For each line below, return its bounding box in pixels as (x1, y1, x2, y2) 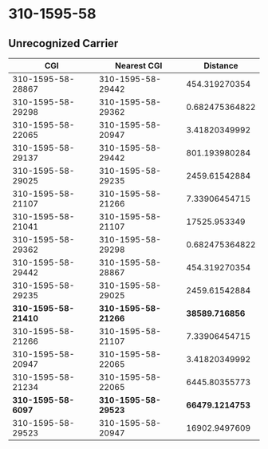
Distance (203, 61, 238, 71)
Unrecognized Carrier (8, 37, 119, 50)
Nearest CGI (115, 61, 163, 71)
